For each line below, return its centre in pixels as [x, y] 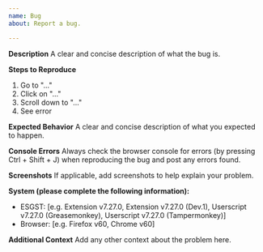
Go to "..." [36, 85]
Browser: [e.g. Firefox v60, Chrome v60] [87, 224]
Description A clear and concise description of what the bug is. [115, 53]
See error [36, 111]
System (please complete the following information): [99, 190]
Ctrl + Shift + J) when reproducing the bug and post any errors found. [125, 160]
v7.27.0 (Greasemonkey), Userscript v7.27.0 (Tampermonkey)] [123, 215]
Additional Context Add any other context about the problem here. [120, 239]
